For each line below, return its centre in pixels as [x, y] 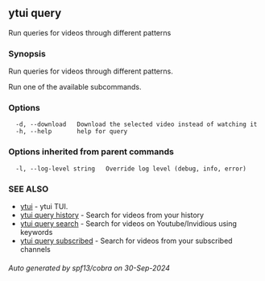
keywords [36, 232]
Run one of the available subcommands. [75, 87]
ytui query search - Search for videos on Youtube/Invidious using [128, 224]
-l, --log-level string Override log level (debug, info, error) [131, 169]
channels [35, 249]
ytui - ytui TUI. [44, 206]
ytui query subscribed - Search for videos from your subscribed [126, 241]
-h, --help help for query [72, 132]
